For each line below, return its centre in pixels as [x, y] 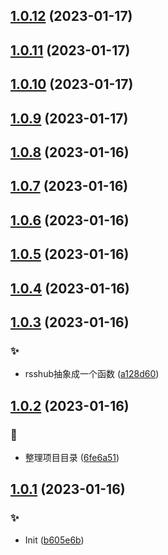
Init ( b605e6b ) [54, 540]
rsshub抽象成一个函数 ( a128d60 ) [92, 374]
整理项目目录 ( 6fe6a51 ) [72, 457]
